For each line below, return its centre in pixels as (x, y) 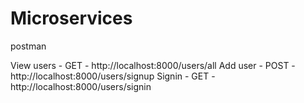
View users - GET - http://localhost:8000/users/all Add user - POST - (153, 65)
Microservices (71, 18)
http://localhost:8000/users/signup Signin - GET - (113, 76)
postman (28, 46)
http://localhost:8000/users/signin (81, 86)
